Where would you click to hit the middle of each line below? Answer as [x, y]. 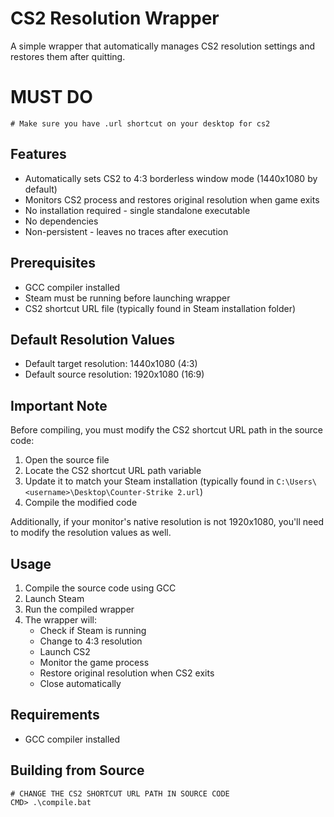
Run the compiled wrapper [79, 609]
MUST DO [51, 97]
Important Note [59, 405]
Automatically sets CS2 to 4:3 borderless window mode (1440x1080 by [171, 178]
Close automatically [80, 683]
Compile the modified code [81, 503]
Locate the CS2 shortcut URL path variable [113, 471]
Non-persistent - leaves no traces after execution [126, 231]
